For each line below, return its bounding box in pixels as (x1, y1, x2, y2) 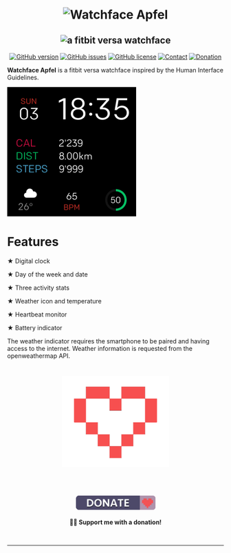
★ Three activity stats (7, 283, 70, 292)
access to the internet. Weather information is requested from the (7, 344, 192, 352)
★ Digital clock (7, 257, 50, 265)
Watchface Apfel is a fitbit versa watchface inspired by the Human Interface (7, 66, 223, 74)
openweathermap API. (7, 352, 71, 360)
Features (7, 234, 59, 250)
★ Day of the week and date (7, 270, 88, 279)
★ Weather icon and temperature (7, 296, 102, 305)
